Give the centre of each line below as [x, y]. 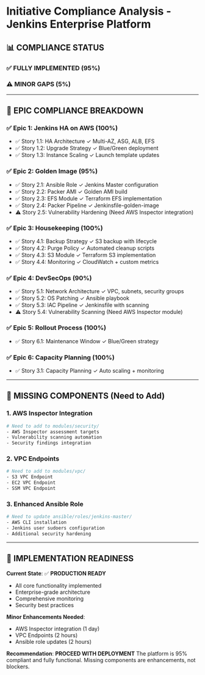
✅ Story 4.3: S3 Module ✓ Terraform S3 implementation [85, 255]
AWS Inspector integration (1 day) [57, 629]
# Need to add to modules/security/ [53, 426]
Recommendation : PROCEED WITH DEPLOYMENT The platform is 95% [97, 653]
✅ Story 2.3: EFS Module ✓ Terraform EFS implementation [88, 198]
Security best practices [45, 605]
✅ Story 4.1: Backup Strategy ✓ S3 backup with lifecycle [86, 241]
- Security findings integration [49, 443]
